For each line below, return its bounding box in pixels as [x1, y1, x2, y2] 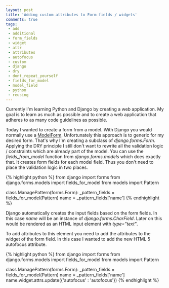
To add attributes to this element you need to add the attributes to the [6, 231, 151, 237]
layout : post [6, 7, 33, 13]
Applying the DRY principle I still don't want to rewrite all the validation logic [6, 143, 163, 149]
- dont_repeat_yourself [8, 74, 58, 79]
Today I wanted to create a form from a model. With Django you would [6, 127, 152, 133]
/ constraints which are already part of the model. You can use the [6, 148, 144, 155]
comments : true [6, 17, 38, 22]
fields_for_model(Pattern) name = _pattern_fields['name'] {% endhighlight [6, 195, 160, 201]
